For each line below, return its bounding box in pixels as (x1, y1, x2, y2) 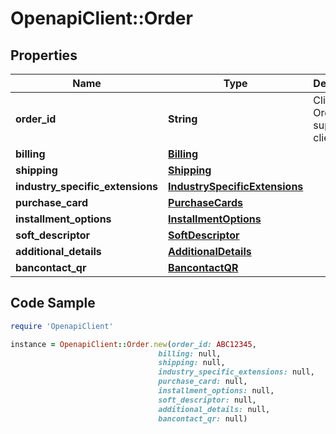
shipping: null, (158, 358, 226, 368)
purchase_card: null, (158, 377, 248, 387)
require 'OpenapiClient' (10, 321, 114, 331)
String (168, 112, 198, 126)
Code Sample (10, 295, 96, 312)
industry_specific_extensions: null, (158, 367, 315, 377)
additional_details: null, (158, 404, 271, 414)
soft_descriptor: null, (158, 395, 257, 405)
